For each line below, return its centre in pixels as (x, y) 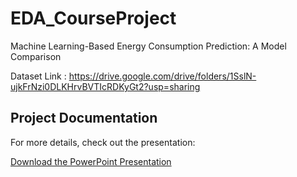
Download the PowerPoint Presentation (91, 161)
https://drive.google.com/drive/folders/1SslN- (162, 76)
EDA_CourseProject (93, 18)
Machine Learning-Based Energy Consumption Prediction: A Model (148, 46)
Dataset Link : (38, 76)
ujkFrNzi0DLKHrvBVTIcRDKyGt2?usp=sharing (105, 86)
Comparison (36, 56)
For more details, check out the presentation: (103, 142)
